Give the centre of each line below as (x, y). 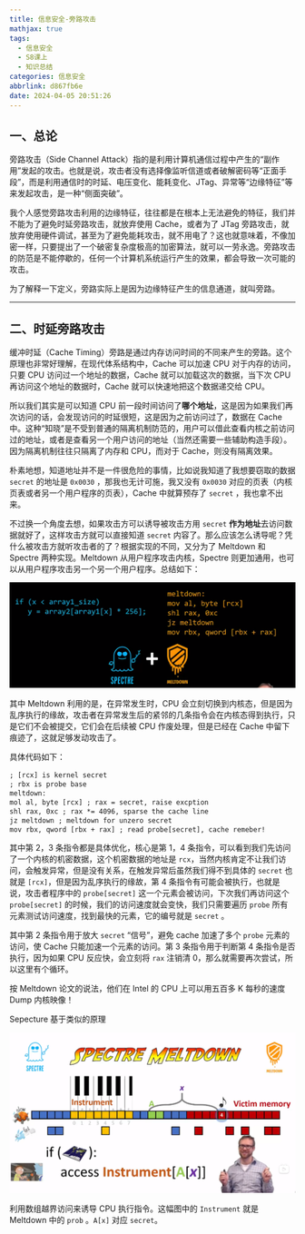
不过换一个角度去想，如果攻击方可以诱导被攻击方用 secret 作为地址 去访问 (147, 524)
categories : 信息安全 (48, 77)
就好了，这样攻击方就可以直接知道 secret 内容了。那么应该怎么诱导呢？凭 (155, 535)
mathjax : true (36, 29)
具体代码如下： (37, 757)
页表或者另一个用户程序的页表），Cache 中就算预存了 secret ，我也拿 (138, 493)
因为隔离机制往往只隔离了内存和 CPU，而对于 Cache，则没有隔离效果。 (143, 451)
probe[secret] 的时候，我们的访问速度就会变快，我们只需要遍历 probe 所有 (149, 904)
